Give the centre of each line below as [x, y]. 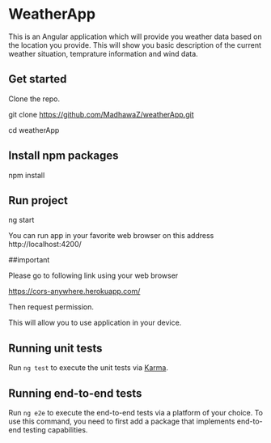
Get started [38, 79]
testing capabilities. [55, 430]
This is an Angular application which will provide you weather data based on [135, 36]
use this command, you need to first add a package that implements [122, 421]
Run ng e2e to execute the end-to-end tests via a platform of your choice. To [136, 413]
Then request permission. [51, 307]
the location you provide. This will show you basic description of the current [135, 45]
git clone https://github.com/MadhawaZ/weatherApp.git [101, 114]
